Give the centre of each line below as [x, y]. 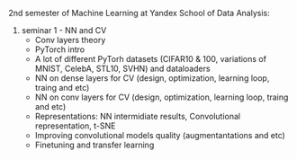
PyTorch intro [60, 49]
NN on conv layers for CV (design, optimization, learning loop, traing [162, 97]
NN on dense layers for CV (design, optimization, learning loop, [152, 78]
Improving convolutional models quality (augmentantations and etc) [160, 135]
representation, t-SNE [75, 126]
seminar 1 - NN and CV [64, 30]
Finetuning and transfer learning [94, 145]
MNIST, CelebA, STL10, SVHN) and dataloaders [122, 68]
